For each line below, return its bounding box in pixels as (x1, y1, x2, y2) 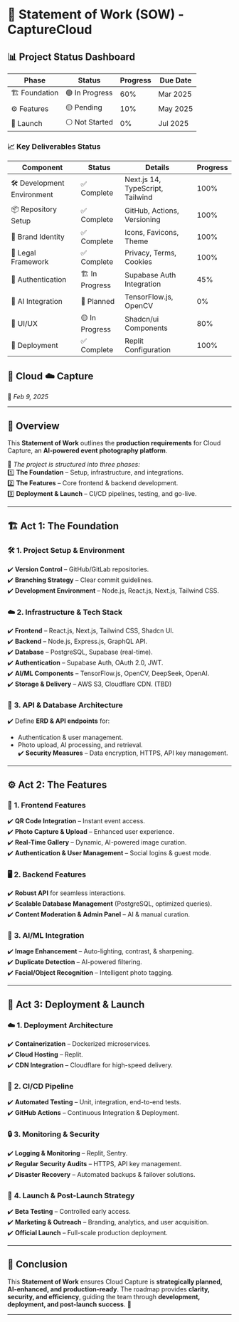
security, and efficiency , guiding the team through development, (7, 1292, 201, 1301)
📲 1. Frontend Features (7, 800, 87, 810)
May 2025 (158, 103, 193, 113)
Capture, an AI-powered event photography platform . (7, 446, 168, 455)
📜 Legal (11, 248, 36, 258)
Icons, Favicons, (124, 228, 179, 238)
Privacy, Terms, (124, 248, 176, 258)
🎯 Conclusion (7, 1259, 68, 1271)
